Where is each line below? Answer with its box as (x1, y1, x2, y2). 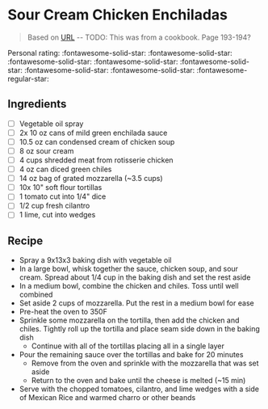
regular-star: (7, 74, 49, 83)
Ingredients (7, 97, 67, 111)
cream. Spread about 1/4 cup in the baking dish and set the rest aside (19, 272, 251, 282)
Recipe (7, 234, 44, 247)
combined (19, 289, 53, 300)
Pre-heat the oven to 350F (19, 307, 108, 317)
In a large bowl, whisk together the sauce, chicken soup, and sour (19, 264, 239, 274)
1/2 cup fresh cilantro (19, 200, 90, 211)
